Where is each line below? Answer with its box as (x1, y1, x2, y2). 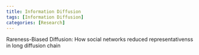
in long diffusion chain (6, 42, 61, 49)
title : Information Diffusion (6, 8, 82, 15)
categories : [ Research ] (6, 20, 66, 25)
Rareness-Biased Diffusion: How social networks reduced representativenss (6, 36, 194, 43)
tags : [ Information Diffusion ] (6, 14, 84, 20)
